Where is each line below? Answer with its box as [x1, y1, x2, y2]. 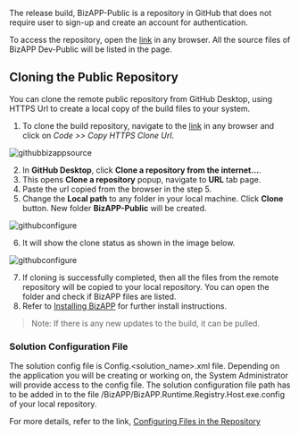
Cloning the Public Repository [9, 70, 179, 85]
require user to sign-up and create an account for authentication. [9, 17, 248, 28]
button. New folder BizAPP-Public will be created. [21, 202, 207, 213]
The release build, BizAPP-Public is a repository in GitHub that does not [9, 8, 272, 18]
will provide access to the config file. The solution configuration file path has [9, 380, 291, 390]
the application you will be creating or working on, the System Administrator [9, 371, 288, 381]
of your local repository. [9, 398, 97, 410]
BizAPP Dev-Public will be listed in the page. [9, 44, 172, 55]
